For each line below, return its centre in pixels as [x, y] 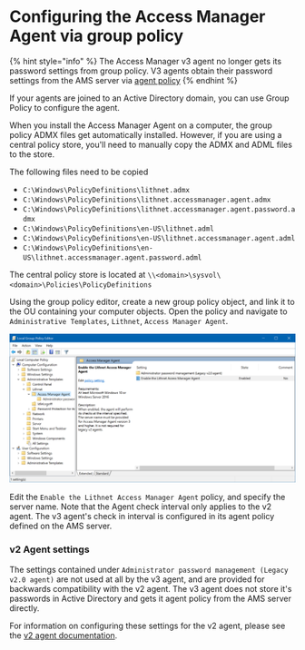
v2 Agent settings [49, 549]
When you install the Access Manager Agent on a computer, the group [141, 125]
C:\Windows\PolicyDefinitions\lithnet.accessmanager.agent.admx [147, 200]
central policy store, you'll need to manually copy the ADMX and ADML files [151, 144]
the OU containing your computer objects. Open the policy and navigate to [148, 311]
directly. [25, 608]
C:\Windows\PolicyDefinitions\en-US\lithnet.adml [118, 229]
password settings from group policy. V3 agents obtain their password [141, 71]
